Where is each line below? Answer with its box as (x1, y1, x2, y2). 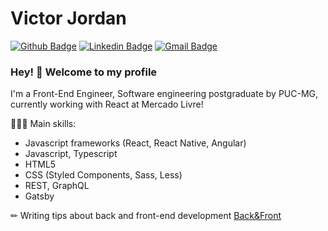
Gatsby (24, 190, 55, 202)
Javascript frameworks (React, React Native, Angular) (24, 137, 247, 149)
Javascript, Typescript (24, 148, 118, 160)
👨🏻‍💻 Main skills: (10, 118, 77, 130)
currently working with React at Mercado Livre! (10, 98, 204, 111)
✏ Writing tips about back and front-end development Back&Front (10, 210, 282, 222)
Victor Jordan (10, 7, 127, 30)
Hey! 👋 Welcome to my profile (10, 65, 158, 79)
